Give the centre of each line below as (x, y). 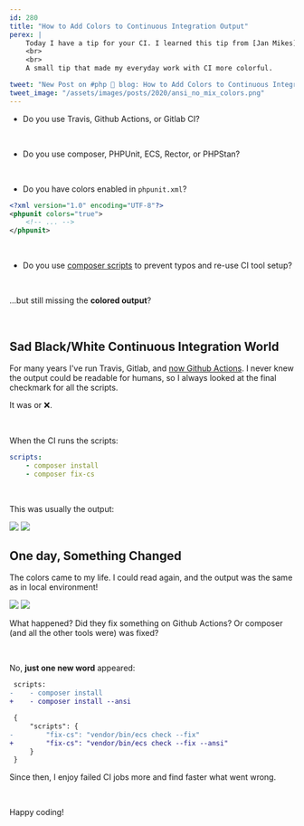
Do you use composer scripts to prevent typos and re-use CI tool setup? (157, 266)
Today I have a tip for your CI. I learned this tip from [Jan (147, 43)
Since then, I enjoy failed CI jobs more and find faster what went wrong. (143, 777)
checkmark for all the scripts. (64, 387)
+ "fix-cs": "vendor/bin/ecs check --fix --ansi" (119, 743)
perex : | (26, 34)
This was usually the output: (62, 508)
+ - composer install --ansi (70, 702)
